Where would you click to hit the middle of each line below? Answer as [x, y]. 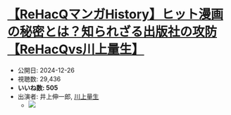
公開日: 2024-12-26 [46, 70]
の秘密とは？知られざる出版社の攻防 [112, 32]
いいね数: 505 [38, 88]
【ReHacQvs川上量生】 [76, 49]
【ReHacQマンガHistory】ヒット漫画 [115, 14]
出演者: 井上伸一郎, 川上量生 [58, 96]
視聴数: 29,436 [39, 79]
